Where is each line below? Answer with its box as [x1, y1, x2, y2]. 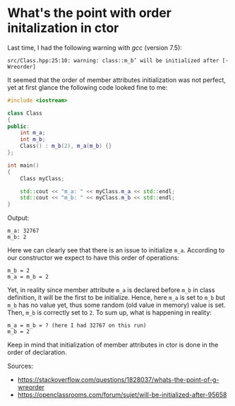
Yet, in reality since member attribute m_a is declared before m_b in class [7, 286, 215, 294]
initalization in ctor [7, 20, 119, 36]
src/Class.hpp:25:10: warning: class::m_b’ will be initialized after [7, 57, 219, 64]
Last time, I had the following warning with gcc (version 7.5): [7, 43, 182, 52]
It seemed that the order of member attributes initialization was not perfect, [7, 76, 226, 84]
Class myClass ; [20, 175, 65, 182]
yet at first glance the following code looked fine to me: [7, 83, 168, 91]
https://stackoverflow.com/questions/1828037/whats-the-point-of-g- [17, 376, 219, 384]
